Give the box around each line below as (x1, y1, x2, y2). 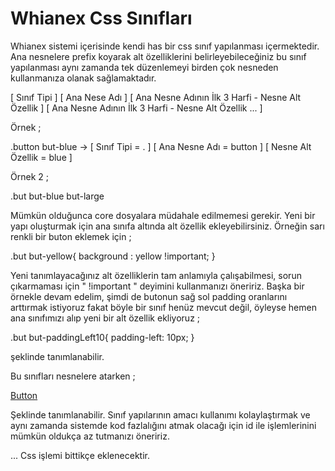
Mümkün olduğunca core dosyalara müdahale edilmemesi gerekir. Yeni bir (10, 209, 316, 221)
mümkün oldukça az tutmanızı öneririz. (10, 430, 170, 442)
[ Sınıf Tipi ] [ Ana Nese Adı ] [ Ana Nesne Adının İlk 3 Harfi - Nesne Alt (10, 91, 302, 103)
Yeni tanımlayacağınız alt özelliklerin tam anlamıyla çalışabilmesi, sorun (10, 269, 302, 281)
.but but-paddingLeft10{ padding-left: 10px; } (10, 331, 195, 343)
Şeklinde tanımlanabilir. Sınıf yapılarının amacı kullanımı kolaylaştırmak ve (10, 408, 311, 421)
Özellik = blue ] (10, 151, 73, 163)
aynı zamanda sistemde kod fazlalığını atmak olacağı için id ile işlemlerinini (10, 419, 317, 431)
